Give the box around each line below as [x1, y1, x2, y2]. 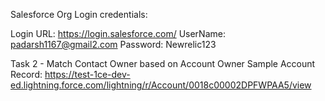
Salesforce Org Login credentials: [10, 9, 148, 20]
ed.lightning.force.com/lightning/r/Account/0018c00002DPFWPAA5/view [10, 79, 312, 91]
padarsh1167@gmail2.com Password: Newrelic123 [10, 39, 217, 50]
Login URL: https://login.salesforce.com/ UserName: [10, 28, 226, 39]
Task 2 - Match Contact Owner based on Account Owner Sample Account [10, 58, 316, 69]
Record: [10, 69, 43, 80]
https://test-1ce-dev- [44, 69, 131, 80]
